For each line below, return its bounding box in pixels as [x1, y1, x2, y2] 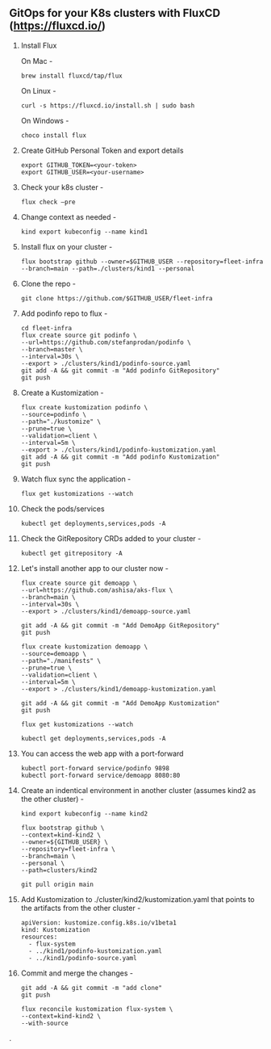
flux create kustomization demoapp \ [20, 642, 148, 651]
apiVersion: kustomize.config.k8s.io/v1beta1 [20, 918, 177, 927]
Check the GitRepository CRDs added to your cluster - [20, 533, 202, 543]
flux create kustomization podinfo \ [20, 403, 148, 411]
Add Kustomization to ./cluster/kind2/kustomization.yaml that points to [20, 894, 255, 904]
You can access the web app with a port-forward [20, 749, 184, 758]
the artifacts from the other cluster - [20, 903, 141, 913]
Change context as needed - [20, 212, 116, 221]
